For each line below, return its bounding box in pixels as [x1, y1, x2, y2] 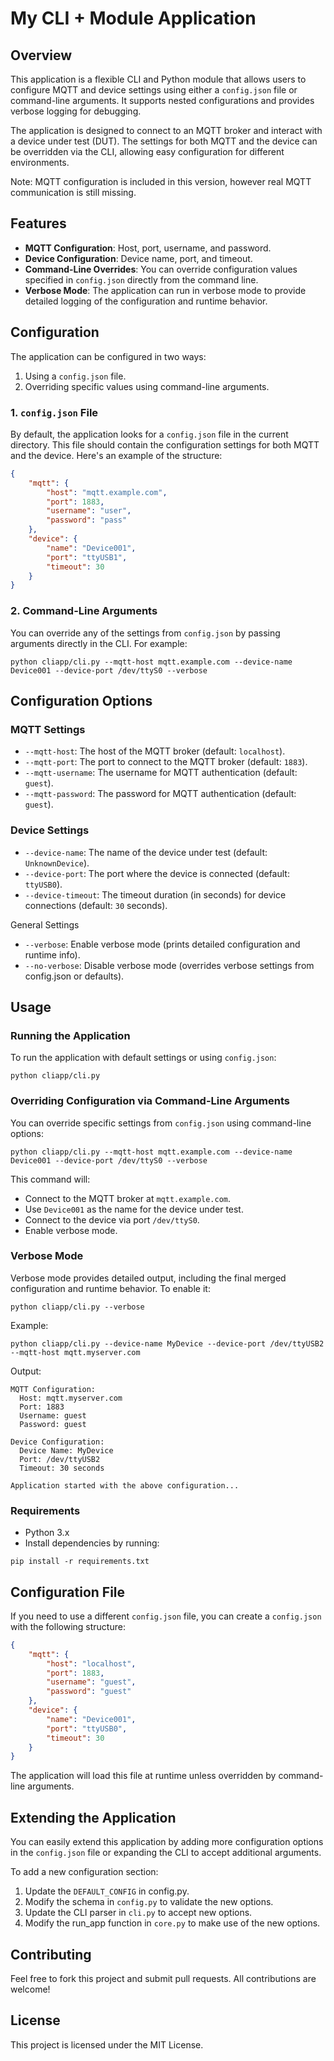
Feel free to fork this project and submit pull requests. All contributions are [10, 1972, 317, 1984]
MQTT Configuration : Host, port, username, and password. [24, 242, 272, 254]
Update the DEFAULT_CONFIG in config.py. [24, 1885, 190, 1897]
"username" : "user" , [46, 506, 132, 516]
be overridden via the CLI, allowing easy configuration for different [10, 146, 285, 157]
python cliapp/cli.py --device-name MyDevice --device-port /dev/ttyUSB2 [10, 1338, 325, 1349]
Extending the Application [10, 1809, 177, 1826]
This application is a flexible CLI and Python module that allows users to [10, 73, 307, 85]
